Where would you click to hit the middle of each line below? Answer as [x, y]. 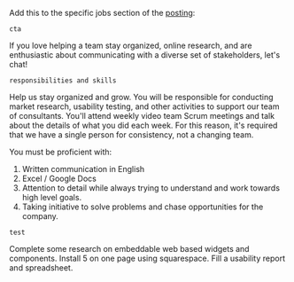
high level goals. [52, 197]
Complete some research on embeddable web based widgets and [129, 249]
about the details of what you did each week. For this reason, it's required [143, 125]
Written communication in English [83, 169]
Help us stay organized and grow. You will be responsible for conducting [141, 97]
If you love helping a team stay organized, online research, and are [131, 45]
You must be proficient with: [61, 152]
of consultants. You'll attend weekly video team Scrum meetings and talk [142, 116]
